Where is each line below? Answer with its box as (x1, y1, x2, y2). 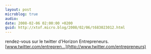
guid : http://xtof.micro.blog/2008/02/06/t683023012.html (5, 25, 125, 30)
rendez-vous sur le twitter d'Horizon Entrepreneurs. (5, 38, 109, 44)
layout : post (5, 7, 32, 12)
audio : (5, 16, 19, 21)
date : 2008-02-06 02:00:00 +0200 (5, 20, 73, 26)
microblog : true (5, 12, 38, 17)
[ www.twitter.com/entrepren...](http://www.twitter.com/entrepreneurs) (5, 44, 146, 50)
